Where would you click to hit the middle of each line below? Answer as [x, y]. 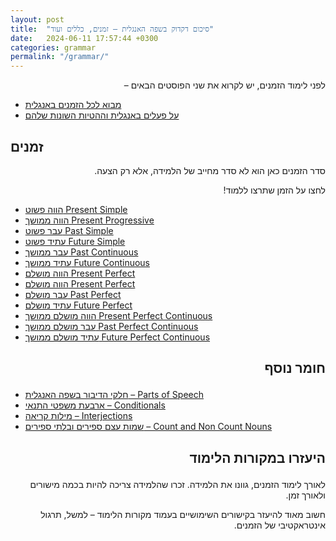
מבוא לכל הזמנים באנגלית [73, 105]
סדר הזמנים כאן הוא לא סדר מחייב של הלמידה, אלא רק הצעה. [210, 170]
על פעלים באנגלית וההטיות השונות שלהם [102, 115]
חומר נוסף [295, 368]
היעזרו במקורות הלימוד [257, 457]
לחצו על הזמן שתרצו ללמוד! [274, 190]
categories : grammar [53, 47]
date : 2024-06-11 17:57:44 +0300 [84, 38]
